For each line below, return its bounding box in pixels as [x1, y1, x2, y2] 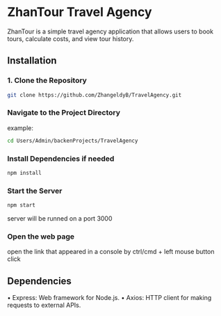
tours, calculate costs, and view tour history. [7, 34, 134, 42]
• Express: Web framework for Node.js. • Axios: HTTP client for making [7, 294, 212, 302]
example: [7, 123, 33, 132]
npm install [7, 169, 42, 176]
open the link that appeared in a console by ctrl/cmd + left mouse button [7, 248, 215, 256]
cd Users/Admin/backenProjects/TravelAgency [7, 137, 138, 144]
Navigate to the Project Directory [7, 108, 120, 118]
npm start [7, 202, 36, 209]
